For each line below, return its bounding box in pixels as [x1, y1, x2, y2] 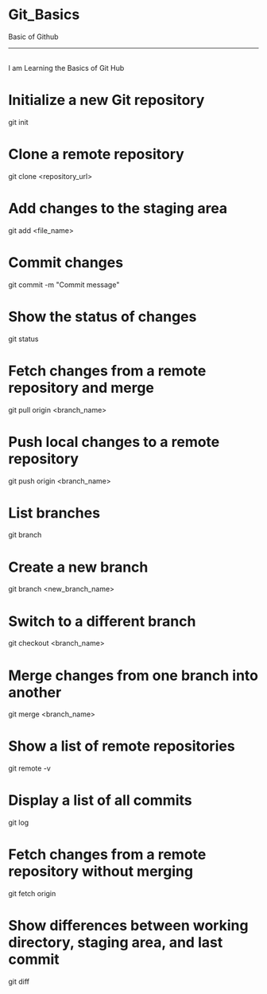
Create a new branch [8, 558, 149, 576]
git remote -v [8, 763, 52, 773]
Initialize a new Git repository [8, 91, 205, 109]
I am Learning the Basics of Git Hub [8, 63, 125, 72]
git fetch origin [8, 889, 56, 899]
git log [8, 817, 29, 828]
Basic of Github [8, 32, 59, 41]
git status [8, 334, 39, 344]
